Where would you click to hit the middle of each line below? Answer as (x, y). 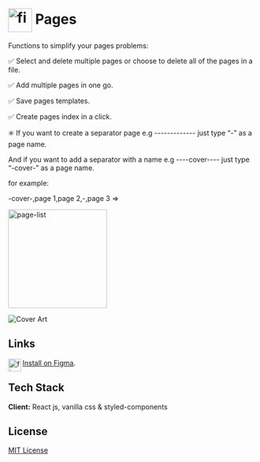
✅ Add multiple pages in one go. (61, 85)
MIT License (28, 450)
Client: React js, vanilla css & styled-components (88, 407)
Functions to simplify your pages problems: (78, 45)
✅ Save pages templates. (49, 101)
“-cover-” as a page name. (51, 168)
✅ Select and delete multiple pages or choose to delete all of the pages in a (131, 61)
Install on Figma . (49, 363)
